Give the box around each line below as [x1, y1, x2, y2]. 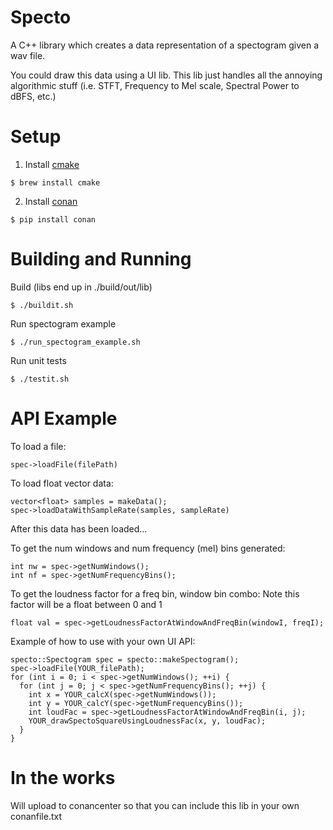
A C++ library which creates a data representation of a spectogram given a [10, 39, 320, 51]
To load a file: [10, 440, 67, 452]
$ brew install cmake [10, 177, 101, 188]
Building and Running [10, 248, 192, 271]
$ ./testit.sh [10, 374, 70, 384]
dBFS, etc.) [10, 90, 57, 102]
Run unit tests [10, 354, 67, 366]
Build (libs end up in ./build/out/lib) [10, 281, 153, 293]
